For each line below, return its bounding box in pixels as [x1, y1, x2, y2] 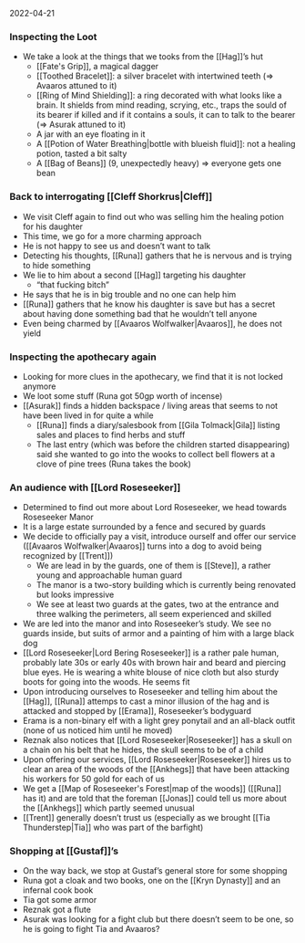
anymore [22, 381, 56, 392]
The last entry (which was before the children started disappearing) [36, 438, 290, 450]
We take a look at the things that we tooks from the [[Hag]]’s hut [22, 51, 264, 62]
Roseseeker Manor [22, 511, 94, 523]
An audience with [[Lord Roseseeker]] [9, 481, 181, 494]
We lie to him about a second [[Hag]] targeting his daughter [22, 269, 247, 280]
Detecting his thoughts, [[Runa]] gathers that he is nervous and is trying [22, 250, 292, 261]
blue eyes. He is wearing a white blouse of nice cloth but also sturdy [22, 666, 280, 678]
